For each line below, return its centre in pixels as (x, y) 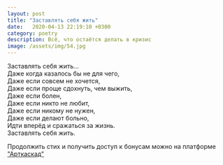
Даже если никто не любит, (49, 103)
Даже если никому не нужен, (51, 110)
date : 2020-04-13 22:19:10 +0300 (59, 27)
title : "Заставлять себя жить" (53, 20)
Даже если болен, (35, 96)
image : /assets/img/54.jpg (46, 46)
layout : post (26, 14)
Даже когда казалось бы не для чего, (64, 73)
